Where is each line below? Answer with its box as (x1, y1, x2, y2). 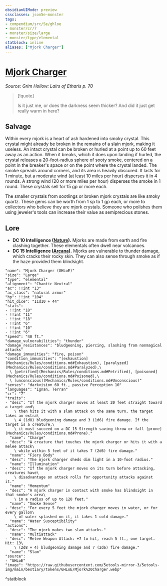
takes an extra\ (5, 413, 39, 418)
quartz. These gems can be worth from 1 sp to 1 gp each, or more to (5, 199, 145, 205)
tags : (5, 17, 16, 22)
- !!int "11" (5, 312, 32, 317)
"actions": (5, 523, 28, 528)
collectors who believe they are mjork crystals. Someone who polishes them (5, 204, 162, 210)
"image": (5, 563, 23, 568)
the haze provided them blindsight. (12, 259, 84, 265)
